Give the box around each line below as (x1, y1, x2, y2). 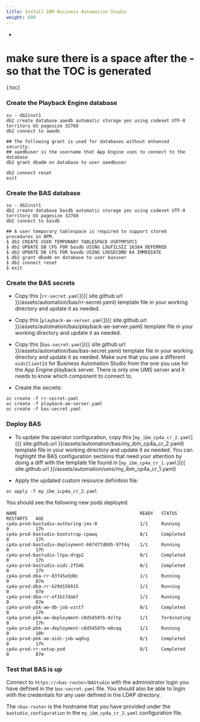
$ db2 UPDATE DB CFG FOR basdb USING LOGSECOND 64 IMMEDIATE (6, 249, 162, 255)
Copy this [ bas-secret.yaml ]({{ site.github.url (14, 341, 125, 348)
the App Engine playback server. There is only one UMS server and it (14, 366, 185, 374)
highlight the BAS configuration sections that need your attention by (14, 452, 182, 459)
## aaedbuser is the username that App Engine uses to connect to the (6, 149, 186, 155)
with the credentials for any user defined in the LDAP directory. (6, 691, 161, 698)
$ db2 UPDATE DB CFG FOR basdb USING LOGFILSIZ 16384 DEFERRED (6, 244, 167, 251)
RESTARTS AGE (6, 516, 44, 522)
